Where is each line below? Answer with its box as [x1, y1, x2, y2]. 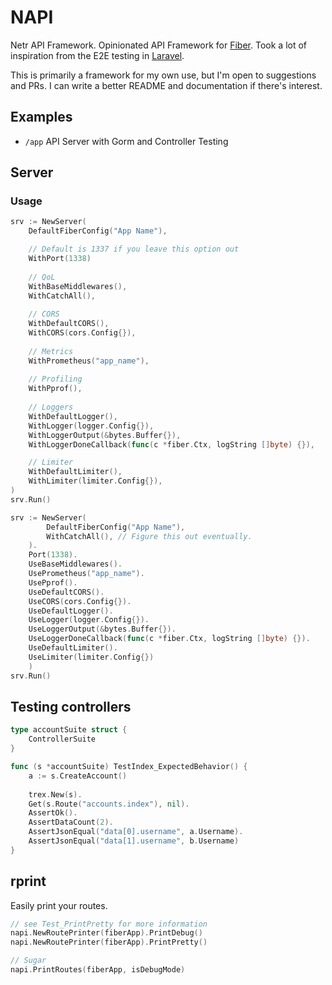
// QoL [28, 272, 56, 282]
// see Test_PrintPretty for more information [10, 919, 208, 929]
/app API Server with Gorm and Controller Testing [24, 135, 229, 147]
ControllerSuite [28, 734, 97, 745]
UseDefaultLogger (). [28, 606, 114, 616]
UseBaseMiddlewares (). [28, 559, 123, 570]
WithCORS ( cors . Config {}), [28, 328, 137, 338]
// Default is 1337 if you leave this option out [28, 244, 240, 255]
